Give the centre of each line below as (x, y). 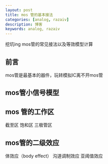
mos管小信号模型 (32, 93)
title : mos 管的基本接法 (29, 15)
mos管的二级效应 (32, 143)
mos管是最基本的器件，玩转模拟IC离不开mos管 (54, 75)
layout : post (19, 10)
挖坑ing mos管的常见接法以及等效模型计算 (49, 44)
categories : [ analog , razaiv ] (37, 19)
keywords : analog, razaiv (32, 29)
